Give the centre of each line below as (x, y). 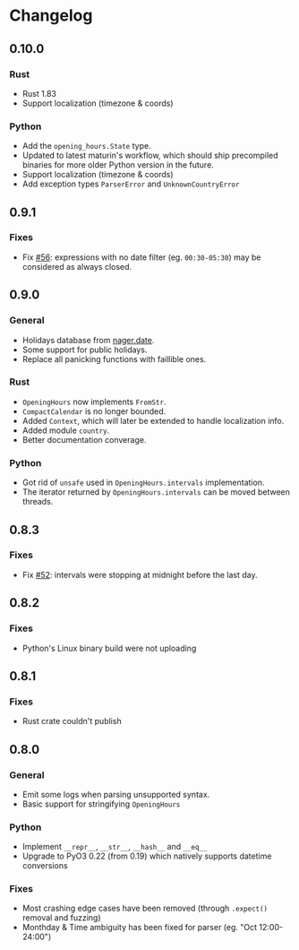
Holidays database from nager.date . (88, 340)
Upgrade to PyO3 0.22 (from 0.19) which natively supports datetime (147, 856)
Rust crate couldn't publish (72, 721)
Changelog (51, 16)
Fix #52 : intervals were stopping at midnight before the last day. (140, 574)
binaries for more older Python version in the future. (118, 165)
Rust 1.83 (39, 93)
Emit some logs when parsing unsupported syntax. (116, 794)
